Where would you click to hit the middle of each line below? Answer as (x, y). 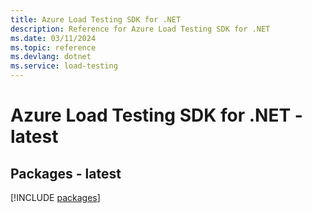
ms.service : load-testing (64, 66)
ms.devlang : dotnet (51, 57)
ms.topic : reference (53, 47)
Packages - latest (66, 173)
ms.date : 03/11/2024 (53, 38)
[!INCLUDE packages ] (55, 197)
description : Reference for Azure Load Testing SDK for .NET (140, 29)
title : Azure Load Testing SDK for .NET (96, 19)
